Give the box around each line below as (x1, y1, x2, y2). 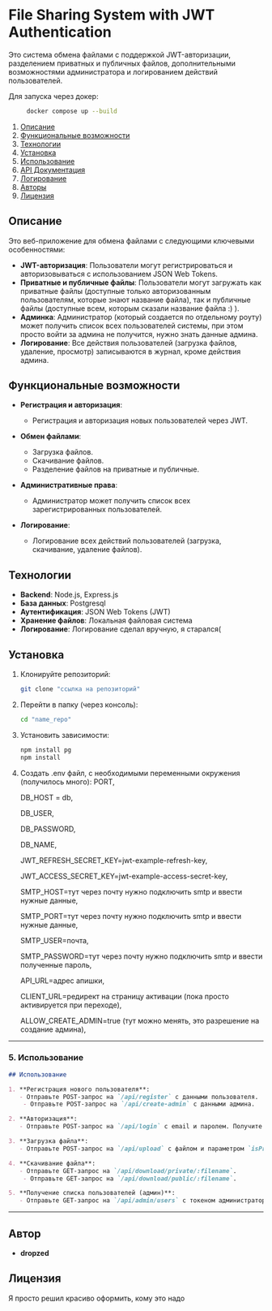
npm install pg (19, 745, 72, 754)
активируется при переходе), (19, 1000, 122, 1010)
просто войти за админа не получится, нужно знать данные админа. (19, 329, 258, 339)
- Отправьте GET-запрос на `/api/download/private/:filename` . (19, 1167, 237, 1175)
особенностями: (8, 244, 66, 254)
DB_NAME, (19, 839, 57, 849)
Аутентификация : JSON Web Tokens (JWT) (19, 607, 172, 617)
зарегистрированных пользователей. (32, 505, 162, 515)
